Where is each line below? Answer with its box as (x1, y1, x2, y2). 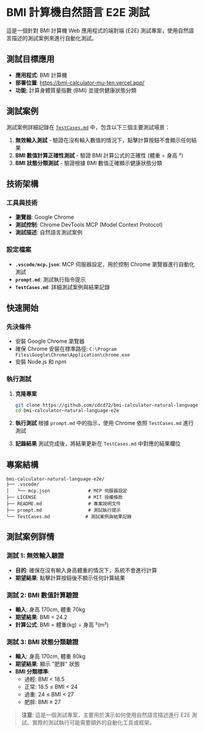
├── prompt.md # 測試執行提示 (6, 507, 121, 513)
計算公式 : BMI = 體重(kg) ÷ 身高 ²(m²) (15, 621, 109, 628)
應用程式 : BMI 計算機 (15, 71, 68, 79)
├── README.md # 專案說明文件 (6, 501, 121, 507)
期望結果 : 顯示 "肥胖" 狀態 (15, 660, 80, 667)
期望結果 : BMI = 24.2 (15, 613, 68, 621)
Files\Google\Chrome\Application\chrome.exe (15, 352, 130, 358)
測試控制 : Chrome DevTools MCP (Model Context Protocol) (15, 221, 163, 228)
